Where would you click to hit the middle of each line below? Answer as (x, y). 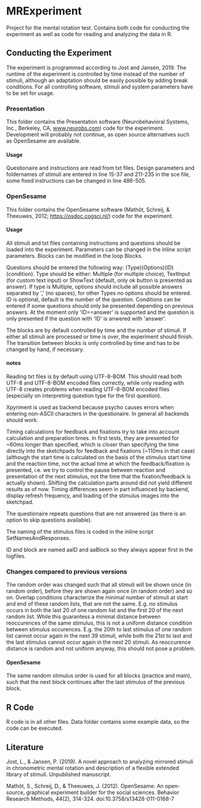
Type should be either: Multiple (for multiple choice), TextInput (113, 274)
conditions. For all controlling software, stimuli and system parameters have (100, 87)
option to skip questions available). (49, 520)
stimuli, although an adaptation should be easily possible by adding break (97, 80)
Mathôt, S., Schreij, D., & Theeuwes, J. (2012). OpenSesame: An (85, 786)
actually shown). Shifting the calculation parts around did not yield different (99, 483)
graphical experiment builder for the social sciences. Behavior (103, 792)
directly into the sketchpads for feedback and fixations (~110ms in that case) (100, 451)
